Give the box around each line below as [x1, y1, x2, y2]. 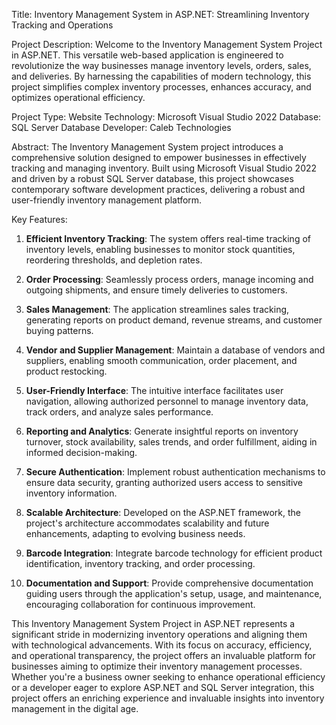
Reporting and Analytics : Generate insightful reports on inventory [25, 425, 299, 437]
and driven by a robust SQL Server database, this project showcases [11, 173, 294, 184]
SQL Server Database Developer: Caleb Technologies [11, 122, 232, 133]
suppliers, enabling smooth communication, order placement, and [25, 355, 298, 366]
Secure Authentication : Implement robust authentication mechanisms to [25, 466, 326, 478]
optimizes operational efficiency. [11, 92, 146, 103]
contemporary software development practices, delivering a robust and [11, 184, 306, 195]
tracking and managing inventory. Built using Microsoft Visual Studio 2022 [11, 162, 318, 174]
